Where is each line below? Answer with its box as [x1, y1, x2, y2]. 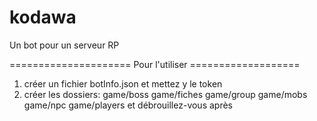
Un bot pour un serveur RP [9, 39, 120, 51]
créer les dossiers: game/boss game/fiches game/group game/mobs [23, 88, 308, 100]
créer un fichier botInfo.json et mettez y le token [23, 77, 223, 90]
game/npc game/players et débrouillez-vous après [23, 99, 234, 111]
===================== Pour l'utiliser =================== [9, 58, 301, 70]
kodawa [9, 6, 77, 29]
